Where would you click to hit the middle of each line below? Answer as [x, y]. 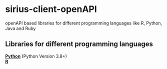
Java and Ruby [20, 28]
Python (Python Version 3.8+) [36, 56]
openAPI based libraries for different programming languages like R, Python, [84, 23]
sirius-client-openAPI [51, 9]
